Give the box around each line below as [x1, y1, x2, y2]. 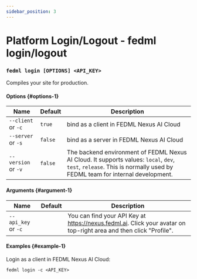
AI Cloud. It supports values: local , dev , [66, 156, 175, 164]
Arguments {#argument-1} [6, 186, 72, 194]
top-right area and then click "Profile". [67, 226, 174, 234]
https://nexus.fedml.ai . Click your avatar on [67, 219, 186, 227]
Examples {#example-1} [6, 243, 66, 250]
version [9, 159, 30, 166]
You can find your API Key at [67, 211, 146, 220]
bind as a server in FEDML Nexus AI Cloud [66, 136, 184, 144]
